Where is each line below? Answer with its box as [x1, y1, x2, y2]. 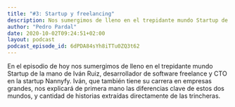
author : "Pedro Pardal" [7, 23, 77, 30]
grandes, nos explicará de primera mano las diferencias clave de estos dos [7, 85, 225, 92]
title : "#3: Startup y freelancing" [7, 10, 115, 17]
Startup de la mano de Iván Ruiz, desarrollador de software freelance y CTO [7, 69, 227, 78]
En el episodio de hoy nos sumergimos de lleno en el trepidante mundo [7, 62, 213, 70]
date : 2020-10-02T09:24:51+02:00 [7, 29, 106, 37]
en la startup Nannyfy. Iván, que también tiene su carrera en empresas [7, 77, 212, 85]
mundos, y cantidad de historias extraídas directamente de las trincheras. [7, 92, 221, 100]
